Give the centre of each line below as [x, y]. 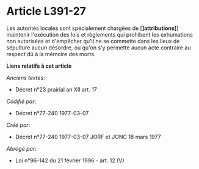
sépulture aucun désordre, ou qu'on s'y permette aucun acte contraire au [99, 48]
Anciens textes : [26, 77]
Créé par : [18, 125]
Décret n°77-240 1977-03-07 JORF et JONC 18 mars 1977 [88, 137]
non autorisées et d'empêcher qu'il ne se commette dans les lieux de [93, 41]
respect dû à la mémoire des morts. [51, 54]
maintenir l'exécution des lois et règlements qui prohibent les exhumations [100, 34]
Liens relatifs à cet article [39, 66]
